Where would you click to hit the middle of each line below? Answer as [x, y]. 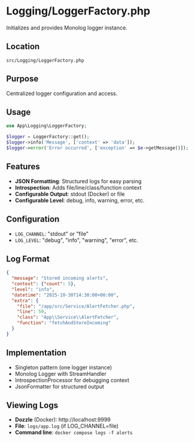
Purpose [22, 79]
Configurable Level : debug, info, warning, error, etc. [80, 200]
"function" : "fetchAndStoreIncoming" [64, 323]
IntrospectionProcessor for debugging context [72, 380]
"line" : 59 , [32, 312]
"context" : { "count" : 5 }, [44, 284]
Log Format [28, 259]
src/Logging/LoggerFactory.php [45, 60]
